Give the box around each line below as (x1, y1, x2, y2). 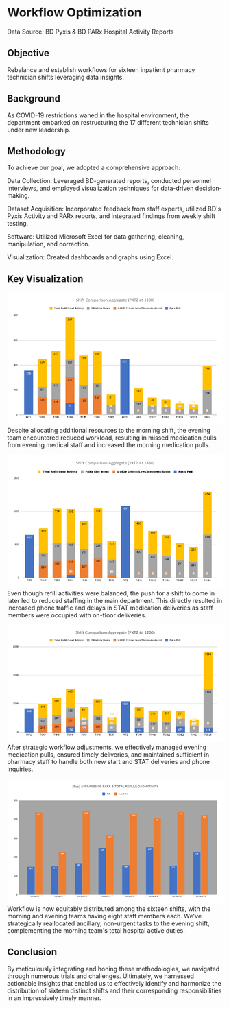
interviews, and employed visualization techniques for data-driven (7, 184, 194, 193)
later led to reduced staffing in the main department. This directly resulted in (7, 597, 223, 605)
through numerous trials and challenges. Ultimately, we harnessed (7, 972, 194, 980)
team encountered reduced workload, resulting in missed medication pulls (7, 434, 217, 442)
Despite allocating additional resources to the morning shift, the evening (7, 427, 210, 435)
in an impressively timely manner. (7, 993, 101, 1002)
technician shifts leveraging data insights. (7, 73, 125, 81)
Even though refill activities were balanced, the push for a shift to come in (7, 589, 215, 597)
